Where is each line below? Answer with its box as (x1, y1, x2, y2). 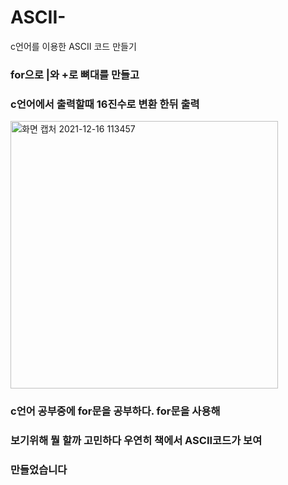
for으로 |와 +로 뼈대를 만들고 (10, 67, 140, 81)
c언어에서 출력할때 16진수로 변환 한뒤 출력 (10, 97, 200, 111)
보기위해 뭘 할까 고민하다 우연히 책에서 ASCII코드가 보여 (10, 434, 263, 447)
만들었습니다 (10, 462, 68, 476)
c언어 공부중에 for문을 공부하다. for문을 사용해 (10, 404, 221, 418)
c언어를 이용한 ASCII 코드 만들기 (10, 40, 137, 52)
